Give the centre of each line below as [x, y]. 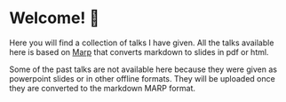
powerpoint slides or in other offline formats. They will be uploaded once [142, 78]
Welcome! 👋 [55, 18]
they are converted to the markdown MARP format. [103, 88]
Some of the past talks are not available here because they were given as [143, 69]
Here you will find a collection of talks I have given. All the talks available [142, 43]
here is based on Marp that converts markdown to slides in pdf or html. [139, 51]
